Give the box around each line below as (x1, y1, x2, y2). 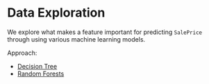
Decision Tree (17, 62, 58, 70)
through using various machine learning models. (7, 35, 146, 43)
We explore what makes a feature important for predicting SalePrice (7, 28, 203, 36)
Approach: (7, 49, 37, 57)
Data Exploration (7, 5, 106, 21)
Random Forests (17, 69, 65, 78)
